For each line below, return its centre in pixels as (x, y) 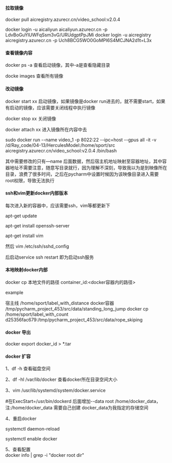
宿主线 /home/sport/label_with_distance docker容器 (60, 303)
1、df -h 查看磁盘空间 (28, 369)
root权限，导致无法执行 (30, 180)
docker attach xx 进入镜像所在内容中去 (46, 129)
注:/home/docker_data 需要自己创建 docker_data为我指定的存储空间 (77, 408)
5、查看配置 (18, 450)
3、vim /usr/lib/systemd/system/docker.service (56, 391)
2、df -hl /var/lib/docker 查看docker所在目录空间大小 (61, 379)
